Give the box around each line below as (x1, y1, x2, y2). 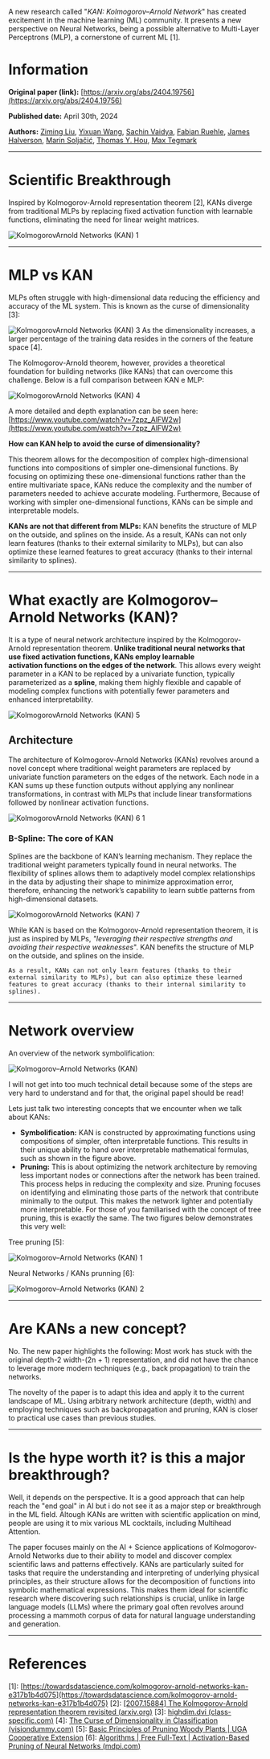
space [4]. (8, 342, 43, 352)
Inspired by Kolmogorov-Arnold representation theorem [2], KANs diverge (8, 197, 253, 207)
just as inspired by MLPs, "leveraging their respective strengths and (8, 933, 233, 943)
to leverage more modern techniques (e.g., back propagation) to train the (8, 1363, 251, 1373)
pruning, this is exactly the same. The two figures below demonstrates (19, 1213, 253, 1223)
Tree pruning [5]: (8, 1237, 64, 1247)
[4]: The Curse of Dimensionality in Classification (55, 1716, 219, 1725)
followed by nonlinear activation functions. (8, 797, 149, 807)
